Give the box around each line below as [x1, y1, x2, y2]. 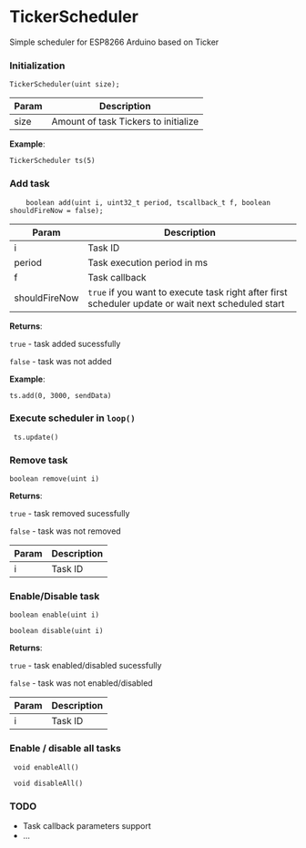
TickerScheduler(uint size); [9, 80, 120, 89]
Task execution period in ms [87, 256, 208, 269]
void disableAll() [13, 779, 84, 788]
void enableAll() [13, 762, 79, 771]
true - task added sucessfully [9, 338, 121, 349]
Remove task [9, 454, 68, 466]
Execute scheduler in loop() [9, 412, 136, 424]
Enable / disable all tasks [9, 742, 121, 755]
